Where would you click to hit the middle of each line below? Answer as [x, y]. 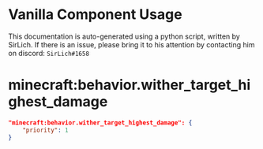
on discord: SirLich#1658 [49, 53]
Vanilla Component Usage [96, 15]
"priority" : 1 [45, 130]
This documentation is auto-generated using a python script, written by [124, 36]
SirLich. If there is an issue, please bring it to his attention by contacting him [131, 44]
